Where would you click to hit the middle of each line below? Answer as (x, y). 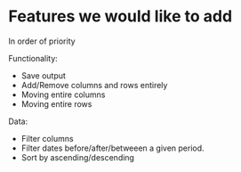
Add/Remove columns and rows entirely (94, 85)
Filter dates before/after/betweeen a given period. (113, 148)
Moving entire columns (63, 94)
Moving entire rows (56, 103)
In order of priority (42, 41)
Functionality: (33, 58)
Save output (43, 75)
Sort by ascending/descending (78, 157)
